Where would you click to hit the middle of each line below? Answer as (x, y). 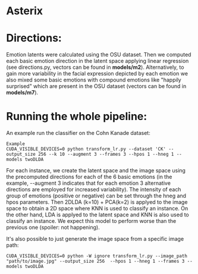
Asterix (25, 11)
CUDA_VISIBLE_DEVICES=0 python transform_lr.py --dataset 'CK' (86, 149)
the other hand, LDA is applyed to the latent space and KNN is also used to (98, 215)
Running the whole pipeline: (77, 116)
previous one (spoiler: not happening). (53, 228)
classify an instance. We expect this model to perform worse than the (91, 221)
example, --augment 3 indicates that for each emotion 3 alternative (89, 183)
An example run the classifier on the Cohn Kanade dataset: (78, 133)
